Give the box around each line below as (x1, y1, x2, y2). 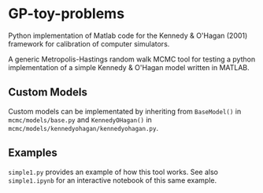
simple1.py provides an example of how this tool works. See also (8, 167, 219, 176)
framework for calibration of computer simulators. (8, 39, 170, 48)
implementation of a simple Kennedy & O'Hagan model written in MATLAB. (8, 62, 250, 72)
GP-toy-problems (8, 5, 124, 23)
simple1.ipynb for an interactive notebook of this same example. (8, 175, 217, 185)
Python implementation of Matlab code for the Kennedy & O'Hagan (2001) (8, 31, 248, 40)
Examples (8, 147, 57, 160)
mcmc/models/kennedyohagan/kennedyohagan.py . (8, 123, 159, 132)
